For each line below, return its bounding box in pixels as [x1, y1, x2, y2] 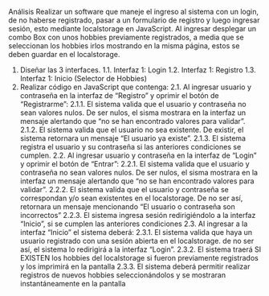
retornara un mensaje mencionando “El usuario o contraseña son [19, 202, 235, 212]
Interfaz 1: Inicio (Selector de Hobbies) [19, 74, 147, 83]
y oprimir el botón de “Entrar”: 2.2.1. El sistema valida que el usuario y [19, 159, 251, 168]
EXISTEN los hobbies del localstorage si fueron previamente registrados [19, 253, 259, 262]
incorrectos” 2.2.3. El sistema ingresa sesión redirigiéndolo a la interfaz [19, 211, 256, 220]
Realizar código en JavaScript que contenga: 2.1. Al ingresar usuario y [19, 82, 251, 92]
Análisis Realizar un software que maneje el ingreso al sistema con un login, [8, 7, 259, 16]
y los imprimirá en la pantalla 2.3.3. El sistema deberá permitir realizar [19, 261, 251, 271]
